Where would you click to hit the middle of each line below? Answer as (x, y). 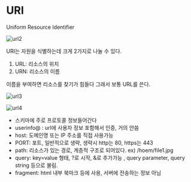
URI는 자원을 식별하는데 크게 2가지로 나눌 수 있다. (64, 51)
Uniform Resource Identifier (40, 27)
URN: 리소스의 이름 (37, 71)
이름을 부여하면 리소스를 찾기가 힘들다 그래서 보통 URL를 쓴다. (78, 84)
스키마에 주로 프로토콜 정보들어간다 (56, 120)
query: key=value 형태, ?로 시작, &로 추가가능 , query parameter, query (100, 157)
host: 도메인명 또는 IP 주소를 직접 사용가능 (64, 135)
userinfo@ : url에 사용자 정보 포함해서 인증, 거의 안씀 (77, 127)
